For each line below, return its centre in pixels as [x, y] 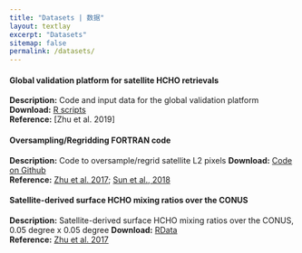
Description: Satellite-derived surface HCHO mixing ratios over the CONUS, [152, 220]
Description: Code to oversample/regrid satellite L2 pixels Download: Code [151, 160]
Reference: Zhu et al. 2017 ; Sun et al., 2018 [90, 179]
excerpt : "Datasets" [49, 34]
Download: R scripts [48, 110]
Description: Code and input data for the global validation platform [134, 100]
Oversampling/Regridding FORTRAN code [90, 140]
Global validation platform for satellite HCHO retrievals [114, 80]
